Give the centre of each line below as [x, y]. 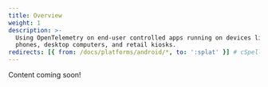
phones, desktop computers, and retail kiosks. [96, 45]
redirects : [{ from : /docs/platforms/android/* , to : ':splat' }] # [123, 52]
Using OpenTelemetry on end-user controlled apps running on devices [133, 38]
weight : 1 [25, 23]
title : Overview [35, 15]
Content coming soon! [45, 75]
